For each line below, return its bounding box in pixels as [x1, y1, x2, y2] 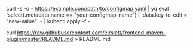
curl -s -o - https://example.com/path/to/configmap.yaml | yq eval [6, 5, 169, 12]
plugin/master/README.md [6, 36, 73, 42]
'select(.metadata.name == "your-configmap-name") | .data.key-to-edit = [6, 11, 188, 18]
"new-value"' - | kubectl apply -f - [6, 18, 91, 24]
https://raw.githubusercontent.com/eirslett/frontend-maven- [17, 29, 166, 36]
